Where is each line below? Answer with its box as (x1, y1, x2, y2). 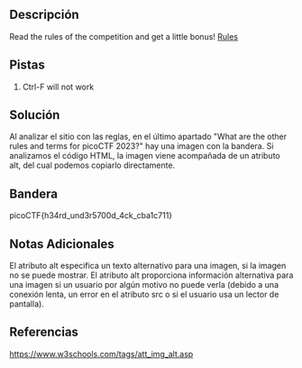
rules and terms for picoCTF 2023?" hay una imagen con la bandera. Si (9, 141, 274, 152)
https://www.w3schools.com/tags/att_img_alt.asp (9, 348, 194, 359)
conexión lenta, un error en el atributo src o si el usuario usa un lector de (9, 289, 279, 300)
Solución (9, 107, 60, 123)
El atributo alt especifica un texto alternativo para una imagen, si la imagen (9, 261, 287, 271)
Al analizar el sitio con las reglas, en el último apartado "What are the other (9, 131, 287, 143)
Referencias (9, 325, 79, 340)
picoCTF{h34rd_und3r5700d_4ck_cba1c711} (9, 210, 173, 221)
